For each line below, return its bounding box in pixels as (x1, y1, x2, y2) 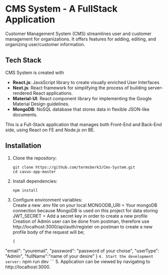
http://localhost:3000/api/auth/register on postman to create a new (12, 223, 153, 229)
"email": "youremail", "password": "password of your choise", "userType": (5, 248, 159, 254)
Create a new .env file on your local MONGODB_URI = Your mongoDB (12, 202, 158, 208)
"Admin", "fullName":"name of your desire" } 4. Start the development (5, 253, 153, 259)
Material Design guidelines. (12, 101, 70, 107)
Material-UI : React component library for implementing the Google (12, 95, 152, 101)
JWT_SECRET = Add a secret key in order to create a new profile (12, 213, 148, 219)
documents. (12, 111, 38, 117)
